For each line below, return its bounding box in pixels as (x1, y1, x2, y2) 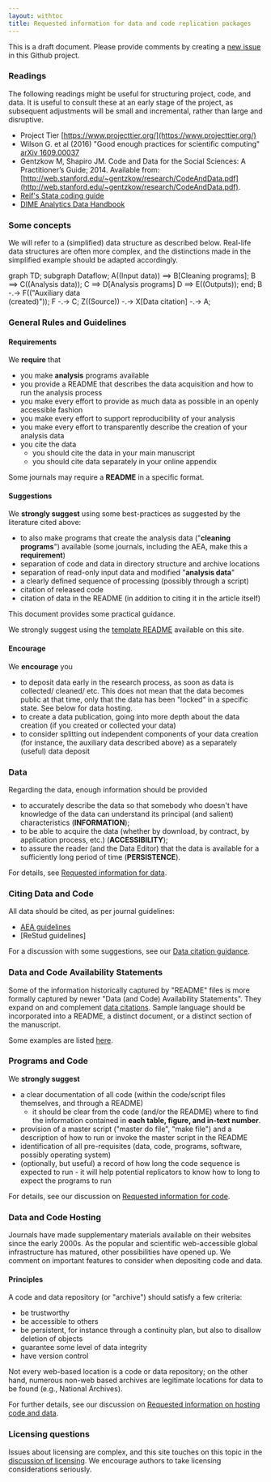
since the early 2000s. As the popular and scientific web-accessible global (8, 1239, 258, 1249)
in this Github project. (8, 50, 80, 60)
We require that (8, 355, 61, 365)
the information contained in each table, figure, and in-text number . (32, 1115, 261, 1125)
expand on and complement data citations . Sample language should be (8, 1002, 245, 1012)
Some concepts (8, 220, 71, 231)
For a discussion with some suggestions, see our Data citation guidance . (8, 946, 251, 956)
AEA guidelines (19, 922, 71, 932)
